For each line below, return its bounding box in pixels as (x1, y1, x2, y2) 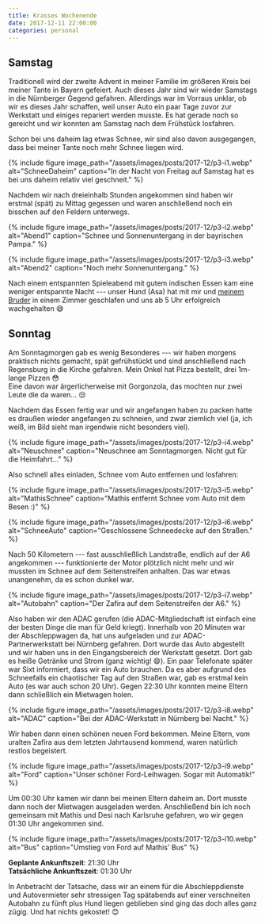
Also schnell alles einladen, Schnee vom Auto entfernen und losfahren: (8, 470, 239, 479)
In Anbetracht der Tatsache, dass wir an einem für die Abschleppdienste (8, 882, 244, 891)
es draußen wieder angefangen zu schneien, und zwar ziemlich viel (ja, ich (8, 414, 253, 423)
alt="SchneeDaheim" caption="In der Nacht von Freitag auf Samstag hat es (8, 167, 255, 176)
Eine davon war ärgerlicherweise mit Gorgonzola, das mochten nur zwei (8, 381, 243, 391)
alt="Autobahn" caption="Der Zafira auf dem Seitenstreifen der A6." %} (8, 599, 241, 608)
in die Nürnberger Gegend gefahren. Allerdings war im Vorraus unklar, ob (8, 94, 247, 103)
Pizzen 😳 (28, 374, 59, 382)
